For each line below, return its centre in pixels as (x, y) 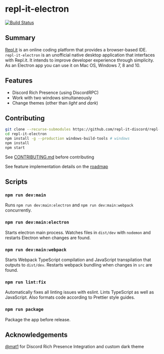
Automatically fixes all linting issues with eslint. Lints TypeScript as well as (80, 292)
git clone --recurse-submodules (38, 130)
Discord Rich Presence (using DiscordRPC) (55, 92)
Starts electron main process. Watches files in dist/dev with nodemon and (78, 232)
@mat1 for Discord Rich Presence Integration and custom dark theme (75, 347)
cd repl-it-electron (26, 134)
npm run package (24, 310)
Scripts (16, 182)
